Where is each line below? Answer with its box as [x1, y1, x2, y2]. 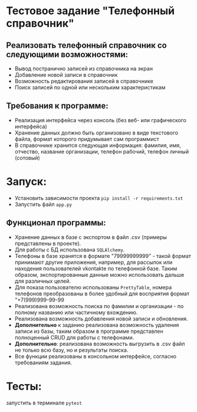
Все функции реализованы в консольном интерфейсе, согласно [14, 352, 177, 359]
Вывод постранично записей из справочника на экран [14, 65, 153, 72]
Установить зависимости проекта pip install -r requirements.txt [14, 194, 183, 201]
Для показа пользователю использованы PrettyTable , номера [14, 283, 172, 290]
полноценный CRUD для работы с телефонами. [14, 333, 134, 341]
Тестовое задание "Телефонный [6, 4, 175, 18]
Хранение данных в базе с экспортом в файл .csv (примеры [14, 233, 167, 240]
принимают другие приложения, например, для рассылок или [14, 259, 173, 266]
